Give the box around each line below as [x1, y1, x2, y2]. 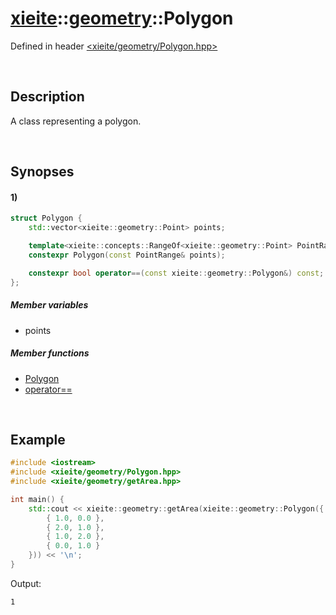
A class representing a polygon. [10, 115, 142, 127]
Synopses [10, 163, 75, 181]
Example [10, 431, 66, 448]
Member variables [10, 299, 89, 311]
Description [10, 88, 85, 106]
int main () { [10, 494, 65, 504]
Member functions [10, 347, 90, 359]
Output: [10, 577, 42, 589]
